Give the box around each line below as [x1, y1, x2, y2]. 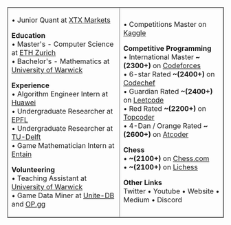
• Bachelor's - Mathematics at [11, 56, 110, 66]
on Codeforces [152, 61, 201, 70]
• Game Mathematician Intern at [11, 141, 115, 150]
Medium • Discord [123, 195, 182, 204]
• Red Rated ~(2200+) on [123, 104, 206, 113]
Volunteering [11, 165, 55, 174]
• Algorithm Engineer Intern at [11, 89, 109, 98]
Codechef [123, 78, 156, 87]
